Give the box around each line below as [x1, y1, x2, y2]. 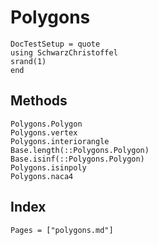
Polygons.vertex [10, 127, 78, 138]
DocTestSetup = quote [10, 39, 101, 49]
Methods [10, 92, 68, 110]
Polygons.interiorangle [10, 136, 110, 146]
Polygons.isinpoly [10, 162, 87, 173]
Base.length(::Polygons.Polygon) [10, 145, 150, 155]
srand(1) [10, 56, 47, 66]
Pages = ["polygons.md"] [10, 225, 114, 235]
